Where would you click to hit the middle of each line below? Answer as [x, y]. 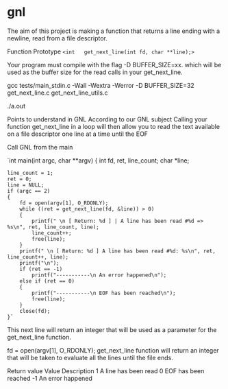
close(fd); [35, 311]
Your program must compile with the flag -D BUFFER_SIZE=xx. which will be [114, 64]
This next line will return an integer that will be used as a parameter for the [112, 329]
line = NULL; [26, 185]
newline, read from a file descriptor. [57, 38]
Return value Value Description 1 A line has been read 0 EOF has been [106, 370]
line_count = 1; [30, 173]
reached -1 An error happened [50, 378]
